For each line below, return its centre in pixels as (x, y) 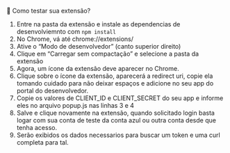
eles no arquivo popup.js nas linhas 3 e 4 (75, 105)
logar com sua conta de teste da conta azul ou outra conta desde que (116, 120)
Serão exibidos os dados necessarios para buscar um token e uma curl (118, 135)
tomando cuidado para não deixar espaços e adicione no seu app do (115, 83)
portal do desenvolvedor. (52, 91)
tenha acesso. (36, 128)
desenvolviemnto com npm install (66, 32)
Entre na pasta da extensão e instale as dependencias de (98, 24)
